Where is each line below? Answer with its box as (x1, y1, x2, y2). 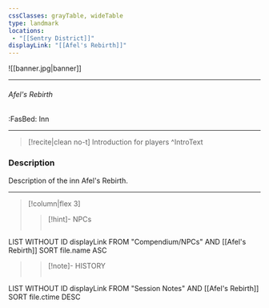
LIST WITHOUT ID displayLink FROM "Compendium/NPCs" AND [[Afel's (8, 237, 247, 246)
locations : (8, 26, 45, 34)
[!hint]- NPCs (47, 214, 92, 224)
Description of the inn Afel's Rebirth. (8, 176, 128, 185)
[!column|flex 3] (27, 198, 81, 209)
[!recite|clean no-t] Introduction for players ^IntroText (27, 137, 203, 147)
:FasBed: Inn (8, 114, 50, 124)
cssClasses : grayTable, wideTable (8, 11, 124, 20)
